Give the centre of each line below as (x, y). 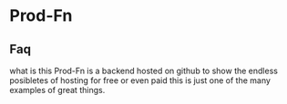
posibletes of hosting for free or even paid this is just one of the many (140, 80)
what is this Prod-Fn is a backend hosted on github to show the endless (143, 71)
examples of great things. (57, 90)
